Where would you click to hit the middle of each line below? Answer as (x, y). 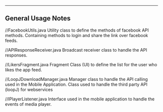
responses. (16, 55)
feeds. (11, 40)
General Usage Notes (38, 18)
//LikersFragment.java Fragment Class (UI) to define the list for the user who (81, 64)
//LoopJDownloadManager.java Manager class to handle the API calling (76, 79)
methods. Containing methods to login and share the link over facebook (77, 35)
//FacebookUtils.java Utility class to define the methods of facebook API (77, 30)
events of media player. (28, 104)
